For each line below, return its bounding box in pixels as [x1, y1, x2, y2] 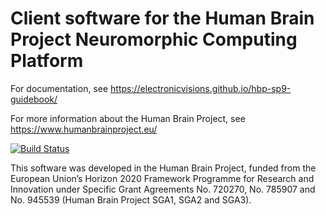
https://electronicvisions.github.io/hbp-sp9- [110, 82, 292, 94]
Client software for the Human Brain [10, 7, 315, 30]
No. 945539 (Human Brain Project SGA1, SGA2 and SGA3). [10, 193, 252, 206]
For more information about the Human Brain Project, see [10, 112, 246, 124]
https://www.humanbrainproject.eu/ [10, 123, 158, 135]
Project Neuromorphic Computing [10, 28, 298, 51]
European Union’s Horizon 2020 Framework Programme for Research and [10, 172, 315, 184]
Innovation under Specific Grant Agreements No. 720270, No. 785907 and [10, 183, 316, 195]
